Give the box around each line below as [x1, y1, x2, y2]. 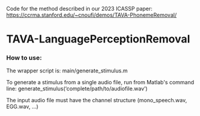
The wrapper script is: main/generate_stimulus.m [6, 67, 128, 74]
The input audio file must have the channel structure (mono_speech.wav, [6, 97, 187, 104]
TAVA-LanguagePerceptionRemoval [6, 32, 190, 46]
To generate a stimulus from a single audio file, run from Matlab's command [6, 79, 195, 86]
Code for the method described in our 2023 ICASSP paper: [6, 5, 152, 12]
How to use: [6, 54, 42, 62]
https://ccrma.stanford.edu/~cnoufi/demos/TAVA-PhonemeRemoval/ [6, 11, 177, 19]
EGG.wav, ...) [6, 103, 39, 110]
